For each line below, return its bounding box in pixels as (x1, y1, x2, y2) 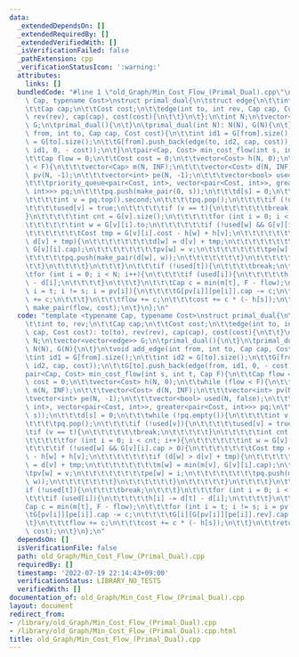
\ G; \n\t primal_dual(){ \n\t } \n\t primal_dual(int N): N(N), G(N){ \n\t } (25, 121, 293, 130)
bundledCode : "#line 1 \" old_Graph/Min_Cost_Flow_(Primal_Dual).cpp (17, 87, 277, 96)
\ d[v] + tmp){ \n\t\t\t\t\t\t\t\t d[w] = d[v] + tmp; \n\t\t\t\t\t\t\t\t (25, 237, 296, 246)
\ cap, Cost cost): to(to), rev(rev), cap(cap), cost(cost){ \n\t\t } (25, 328, 285, 337)
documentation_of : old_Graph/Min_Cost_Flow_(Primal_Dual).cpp (9, 594, 245, 603)
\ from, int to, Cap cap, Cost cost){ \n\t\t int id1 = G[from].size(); (25, 129, 293, 138)
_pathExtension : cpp (17, 54, 93, 63)
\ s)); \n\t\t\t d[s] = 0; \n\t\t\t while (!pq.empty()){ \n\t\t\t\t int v (25, 411, 289, 420)
